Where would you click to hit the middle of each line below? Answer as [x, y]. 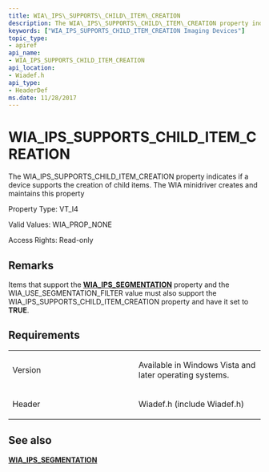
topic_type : [28, 38]
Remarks [31, 265]
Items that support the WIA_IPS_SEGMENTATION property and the [119, 284]
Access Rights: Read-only [51, 240]
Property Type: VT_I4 [43, 209]
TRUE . [19, 310]
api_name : [25, 53]
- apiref [23, 46]
